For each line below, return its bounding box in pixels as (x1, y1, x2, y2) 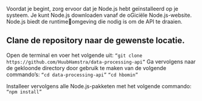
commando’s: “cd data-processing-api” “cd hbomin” (6, 71, 139, 78)
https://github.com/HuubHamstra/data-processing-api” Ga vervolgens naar (6, 57, 196, 65)
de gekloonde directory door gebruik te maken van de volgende (6, 64, 167, 71)
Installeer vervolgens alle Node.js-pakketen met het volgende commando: (6, 82, 192, 90)
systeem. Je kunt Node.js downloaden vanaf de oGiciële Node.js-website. (6, 11, 192, 19)
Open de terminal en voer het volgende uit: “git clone (6, 51, 143, 59)
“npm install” (6, 89, 43, 95)
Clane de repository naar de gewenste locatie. (6, 36, 185, 46)
